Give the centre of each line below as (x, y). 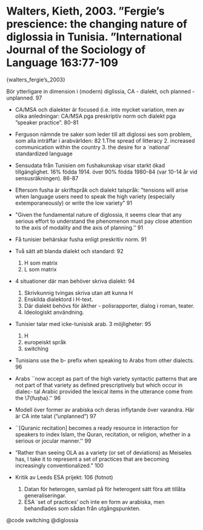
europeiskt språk (45, 342)
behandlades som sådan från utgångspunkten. (82, 508)
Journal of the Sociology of (76, 50)
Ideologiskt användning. (54, 312)
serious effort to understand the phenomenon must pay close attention (103, 221)
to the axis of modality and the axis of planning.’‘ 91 (79, 227)
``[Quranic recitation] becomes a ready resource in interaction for (97, 428)
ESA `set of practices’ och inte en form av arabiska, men (94, 501)
